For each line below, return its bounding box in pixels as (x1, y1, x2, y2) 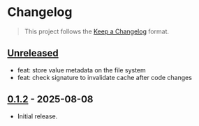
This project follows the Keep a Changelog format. (24, 27, 170, 36)
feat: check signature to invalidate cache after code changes (17, 73, 192, 81)
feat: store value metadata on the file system (17, 65, 147, 74)
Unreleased (7, 47, 59, 59)
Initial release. (17, 112, 58, 120)
